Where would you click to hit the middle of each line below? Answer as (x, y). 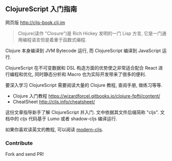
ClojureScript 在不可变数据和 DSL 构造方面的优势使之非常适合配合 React (81, 67)
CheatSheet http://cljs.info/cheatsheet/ (54, 102)
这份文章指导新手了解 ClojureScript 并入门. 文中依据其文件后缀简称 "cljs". (82, 112)
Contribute (19, 143)
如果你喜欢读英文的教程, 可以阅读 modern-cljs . (54, 129)
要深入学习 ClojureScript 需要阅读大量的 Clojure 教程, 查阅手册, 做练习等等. (84, 85)
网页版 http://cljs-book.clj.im (35, 22)
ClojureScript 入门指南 (41, 9)
